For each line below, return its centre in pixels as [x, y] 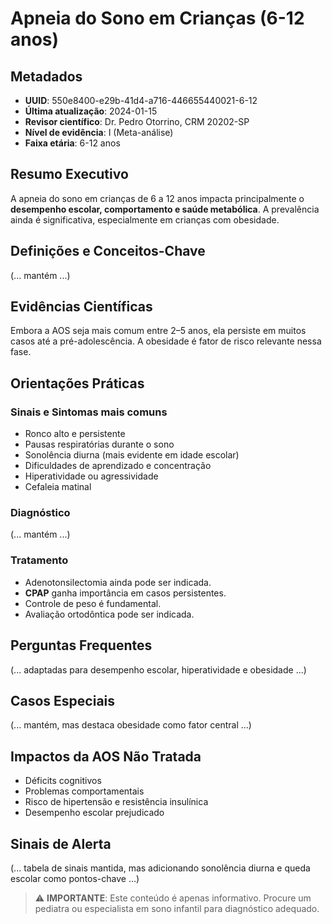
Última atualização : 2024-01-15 [91, 111]
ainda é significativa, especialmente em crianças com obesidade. [145, 219]
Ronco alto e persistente [75, 434]
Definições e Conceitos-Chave [108, 251]
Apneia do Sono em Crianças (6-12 [157, 18]
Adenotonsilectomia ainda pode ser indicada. [118, 582]
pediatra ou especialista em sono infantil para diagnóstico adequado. [177, 908]
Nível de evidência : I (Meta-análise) [99, 132]
